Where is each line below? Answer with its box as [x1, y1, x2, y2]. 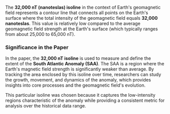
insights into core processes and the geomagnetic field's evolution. [5, 82, 146, 88]
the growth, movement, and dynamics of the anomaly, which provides [5, 77, 151, 83]
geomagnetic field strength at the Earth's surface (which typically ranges [5, 26, 158, 32]
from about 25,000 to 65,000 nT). [5, 31, 76, 37]
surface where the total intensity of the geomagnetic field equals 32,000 [5, 15, 158, 21]
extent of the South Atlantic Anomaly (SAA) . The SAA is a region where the [5, 61, 164, 67]
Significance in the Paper [5, 44, 69, 51]
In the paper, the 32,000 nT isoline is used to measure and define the [5, 55, 151, 61]
